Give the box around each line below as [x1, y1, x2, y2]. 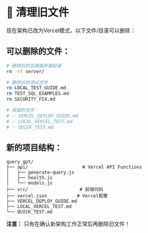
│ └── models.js [6, 180, 53, 186]
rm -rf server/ [6, 68, 45, 75]
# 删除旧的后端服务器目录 [6, 62, 62, 69]
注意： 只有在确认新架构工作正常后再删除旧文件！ [6, 220, 130, 228]
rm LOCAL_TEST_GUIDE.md [6, 85, 67, 91]
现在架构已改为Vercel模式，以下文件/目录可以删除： [6, 27, 136, 34]
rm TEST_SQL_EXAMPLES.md [6, 90, 69, 97]
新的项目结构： [6, 142, 62, 152]
